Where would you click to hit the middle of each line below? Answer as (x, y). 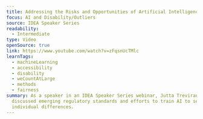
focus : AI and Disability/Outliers (51, 17)
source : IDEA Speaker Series (43, 23)
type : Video (21, 40)
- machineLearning (35, 62)
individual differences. (43, 107)
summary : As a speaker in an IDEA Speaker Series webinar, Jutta (90, 96)
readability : (23, 29)
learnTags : (20, 56)
